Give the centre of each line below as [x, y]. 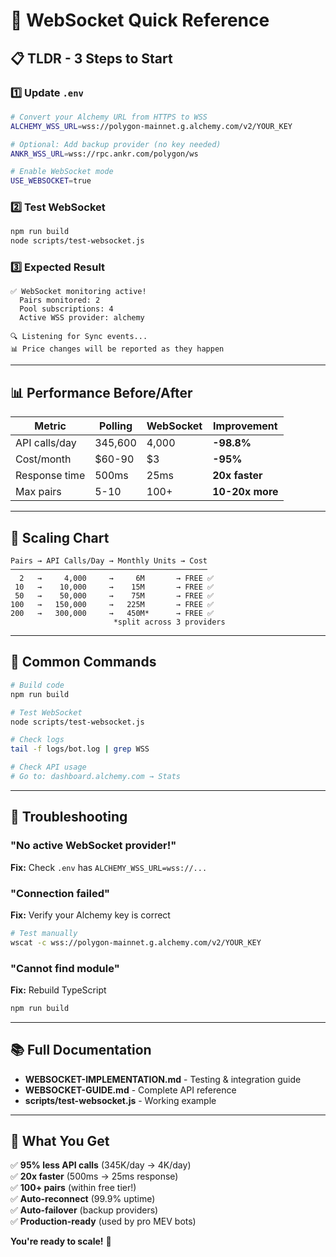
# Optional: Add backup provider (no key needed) [116, 144]
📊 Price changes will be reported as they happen [117, 349]
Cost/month [43, 459]
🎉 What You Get [60, 1141]
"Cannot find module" [65, 968]
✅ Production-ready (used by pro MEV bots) [103, 1221]
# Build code [37, 685]
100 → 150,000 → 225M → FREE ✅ [112, 605]
